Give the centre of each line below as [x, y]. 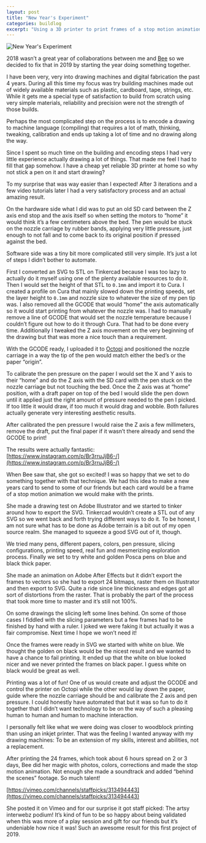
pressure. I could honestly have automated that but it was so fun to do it [97, 702]
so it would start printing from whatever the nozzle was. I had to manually [99, 311]
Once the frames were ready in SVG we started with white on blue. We [95, 645]
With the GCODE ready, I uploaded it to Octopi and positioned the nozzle [98, 349]
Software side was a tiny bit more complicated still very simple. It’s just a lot [102, 254]
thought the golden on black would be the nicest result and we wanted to [99, 651]
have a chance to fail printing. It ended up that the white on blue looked [96, 658]
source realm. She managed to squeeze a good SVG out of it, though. [94, 532]
